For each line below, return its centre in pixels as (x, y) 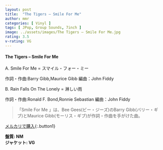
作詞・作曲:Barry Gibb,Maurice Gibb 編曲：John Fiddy (60, 78)
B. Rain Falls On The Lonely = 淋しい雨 (44, 89)
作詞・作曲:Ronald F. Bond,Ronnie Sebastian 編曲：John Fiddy (68, 99)
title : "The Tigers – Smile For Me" (43, 14)
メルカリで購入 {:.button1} (30, 126)
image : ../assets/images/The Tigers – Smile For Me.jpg (63, 32)
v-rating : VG (18, 41)
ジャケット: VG (20, 142)
